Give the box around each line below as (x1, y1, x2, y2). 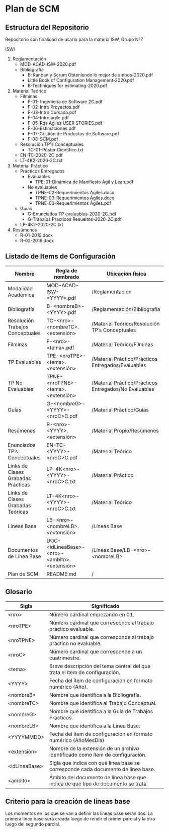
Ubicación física (106, 270, 147, 277)
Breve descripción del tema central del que (49, 662, 151, 670)
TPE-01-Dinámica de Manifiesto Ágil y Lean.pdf (35, 179, 134, 185)
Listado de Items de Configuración (5, 252, 116, 261)
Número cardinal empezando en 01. (49, 611, 135, 618)
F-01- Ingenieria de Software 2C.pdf (27, 99, 103, 105)
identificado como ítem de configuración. (49, 751, 147, 758)
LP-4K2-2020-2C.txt (20, 222, 63, 227)
